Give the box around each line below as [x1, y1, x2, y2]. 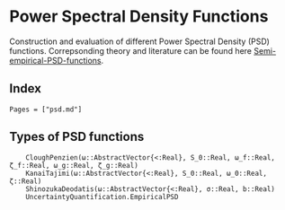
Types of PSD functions [9, 129, 145, 144]
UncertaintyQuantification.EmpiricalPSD [25, 192, 179, 201]
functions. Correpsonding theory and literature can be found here [9, 45, 253, 56]
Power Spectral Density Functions [9, 6, 269, 27]
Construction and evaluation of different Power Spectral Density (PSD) [9, 36, 270, 47]
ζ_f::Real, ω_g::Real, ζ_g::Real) [9, 161, 139, 170]
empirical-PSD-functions [9, 55, 102, 66]
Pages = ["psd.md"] [9, 105, 83, 114]
